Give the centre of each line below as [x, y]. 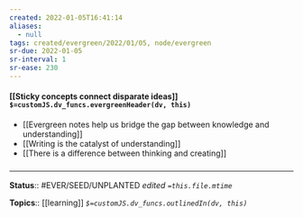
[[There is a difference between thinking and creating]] [124, 153]
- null [30, 34]
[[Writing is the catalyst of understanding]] [101, 144]
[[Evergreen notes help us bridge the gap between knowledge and [146, 125]
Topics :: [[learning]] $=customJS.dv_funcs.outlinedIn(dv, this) [129, 203]
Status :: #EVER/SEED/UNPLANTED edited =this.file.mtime [121, 185]
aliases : [26, 26]
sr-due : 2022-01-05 [46, 51]
